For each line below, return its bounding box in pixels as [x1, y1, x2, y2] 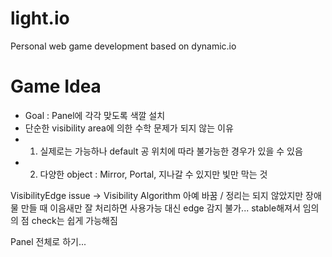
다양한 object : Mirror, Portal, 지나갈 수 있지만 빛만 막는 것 [39, 168, 268, 180]
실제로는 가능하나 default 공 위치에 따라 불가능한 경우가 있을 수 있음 [39, 145, 303, 157]
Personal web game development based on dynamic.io [10, 40, 237, 52]
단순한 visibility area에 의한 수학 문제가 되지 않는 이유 [24, 122, 234, 134]
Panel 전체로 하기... [10, 235, 87, 247]
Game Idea [10, 75, 102, 98]
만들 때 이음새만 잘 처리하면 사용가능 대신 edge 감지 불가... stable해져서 [20, 202, 301, 214]
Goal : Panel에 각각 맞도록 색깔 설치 [24, 109, 166, 121]
